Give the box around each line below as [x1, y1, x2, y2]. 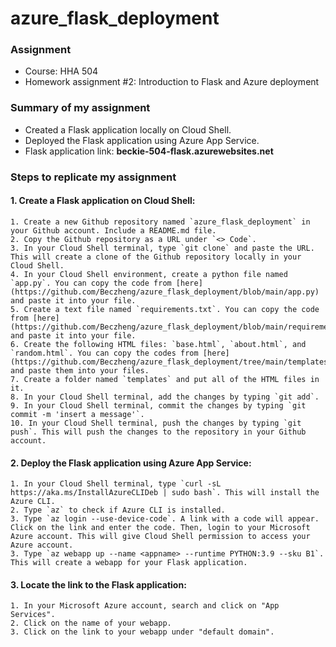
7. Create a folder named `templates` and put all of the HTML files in [10, 374, 320, 384]
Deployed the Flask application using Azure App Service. [24, 134, 260, 146]
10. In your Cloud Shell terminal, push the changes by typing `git [10, 418, 302, 428]
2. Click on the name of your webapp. [10, 618, 172, 629]
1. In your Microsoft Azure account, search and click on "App [10, 601, 280, 611]
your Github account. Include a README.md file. [10, 225, 217, 236]
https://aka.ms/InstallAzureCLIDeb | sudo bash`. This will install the [10, 488, 320, 498]
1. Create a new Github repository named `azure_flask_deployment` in [10, 217, 311, 227]
